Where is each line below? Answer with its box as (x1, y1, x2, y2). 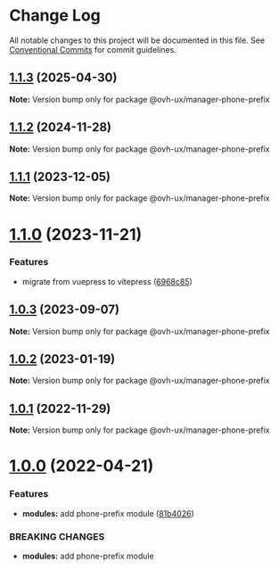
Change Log (9, 5, 101, 26)
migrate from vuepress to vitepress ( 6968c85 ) (21, 276, 193, 286)
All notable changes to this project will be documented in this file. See (9, 35, 266, 45)
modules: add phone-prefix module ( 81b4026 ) (21, 508, 194, 518)
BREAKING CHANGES (9, 530, 105, 542)
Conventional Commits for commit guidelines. (9, 44, 176, 54)
